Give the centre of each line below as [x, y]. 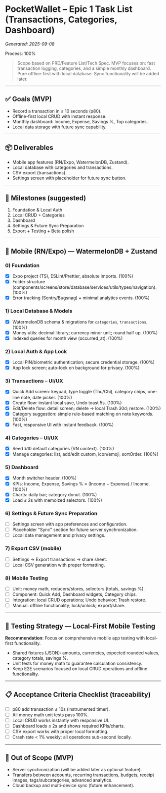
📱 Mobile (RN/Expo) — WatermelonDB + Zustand [81, 251]
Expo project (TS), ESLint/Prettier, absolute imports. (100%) [73, 276]
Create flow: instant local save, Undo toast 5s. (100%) [67, 403]
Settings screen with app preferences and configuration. [70, 524]
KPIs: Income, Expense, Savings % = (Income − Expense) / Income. [81, 483]
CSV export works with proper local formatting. [60, 732]
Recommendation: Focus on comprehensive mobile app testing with [75, 638]
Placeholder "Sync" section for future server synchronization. [75, 530]
